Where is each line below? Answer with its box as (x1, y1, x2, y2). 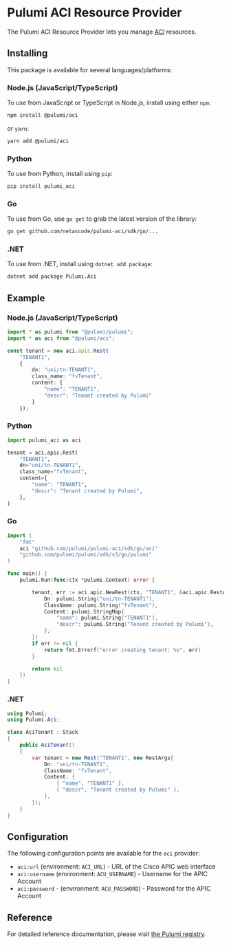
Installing (7, 47, 48, 59)
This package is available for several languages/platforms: (7, 65, 173, 74)
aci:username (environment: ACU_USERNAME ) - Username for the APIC (16, 870, 208, 878)
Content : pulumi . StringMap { (43, 608, 125, 615)
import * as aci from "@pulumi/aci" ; (7, 335, 115, 342)
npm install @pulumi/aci (7, 112, 78, 119)
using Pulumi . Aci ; (7, 717, 60, 724)
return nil (32, 665, 63, 672)
